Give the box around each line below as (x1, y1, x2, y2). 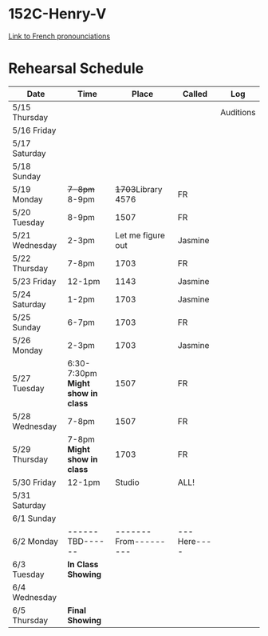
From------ (115, 535, 166, 546)
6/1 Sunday (12, 513, 57, 524)
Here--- (177, 535, 212, 546)
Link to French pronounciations (8, 31, 111, 41)
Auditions (220, 106, 256, 118)
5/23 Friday (12, 275, 57, 286)
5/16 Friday (12, 125, 57, 136)
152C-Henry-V (8, 5, 107, 23)
